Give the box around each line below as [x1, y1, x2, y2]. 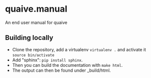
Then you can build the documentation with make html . [12, 62, 123, 68]
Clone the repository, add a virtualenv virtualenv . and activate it [12, 46, 146, 52]
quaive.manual [5, 3, 67, 15]
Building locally [5, 34, 54, 42]
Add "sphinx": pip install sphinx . [12, 57, 83, 63]
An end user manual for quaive [5, 19, 67, 25]
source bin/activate [12, 53, 55, 58]
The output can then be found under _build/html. [12, 67, 111, 73]
